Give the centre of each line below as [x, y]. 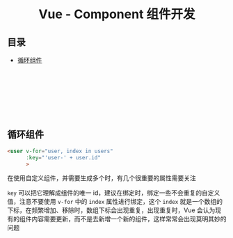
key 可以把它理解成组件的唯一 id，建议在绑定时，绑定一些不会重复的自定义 [114, 193]
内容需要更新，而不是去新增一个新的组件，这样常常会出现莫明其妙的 [129, 219]
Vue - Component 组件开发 [117, 14]
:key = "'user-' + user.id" [63, 157]
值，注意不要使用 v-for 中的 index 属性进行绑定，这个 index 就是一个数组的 [115, 202]
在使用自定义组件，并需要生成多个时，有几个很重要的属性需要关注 [102, 178]
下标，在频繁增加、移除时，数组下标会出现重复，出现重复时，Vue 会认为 [111, 210]
